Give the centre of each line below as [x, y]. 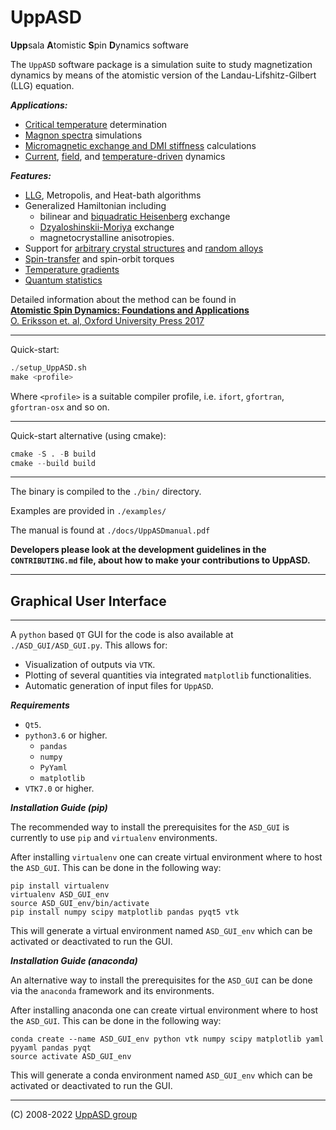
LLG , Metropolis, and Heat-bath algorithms [113, 195]
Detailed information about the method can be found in [123, 299]
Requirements [40, 705]
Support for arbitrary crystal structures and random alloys [144, 248]
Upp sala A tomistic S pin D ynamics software [99, 45]
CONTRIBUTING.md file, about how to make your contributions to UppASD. [160, 560]
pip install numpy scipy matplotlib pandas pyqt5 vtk [125, 912]
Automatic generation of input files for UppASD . [119, 686]
